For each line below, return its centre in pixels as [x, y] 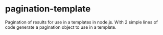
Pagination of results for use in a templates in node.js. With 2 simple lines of [81, 22]
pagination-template [48, 9]
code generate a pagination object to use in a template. [61, 27]
